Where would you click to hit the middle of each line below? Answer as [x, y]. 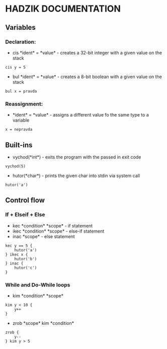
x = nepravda [19, 130]
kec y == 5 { [19, 246]
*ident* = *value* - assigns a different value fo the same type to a [81, 115]
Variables [21, 27]
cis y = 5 [16, 67]
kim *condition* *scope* [38, 296]
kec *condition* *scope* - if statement [53, 225]
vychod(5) [16, 166]
